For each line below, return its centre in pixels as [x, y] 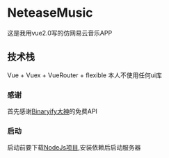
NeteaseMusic [50, 13]
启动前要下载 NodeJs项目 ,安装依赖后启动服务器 [74, 148]
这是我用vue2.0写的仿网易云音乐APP [60, 33]
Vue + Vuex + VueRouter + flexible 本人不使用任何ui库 [84, 75]
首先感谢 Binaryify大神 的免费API [52, 111]
